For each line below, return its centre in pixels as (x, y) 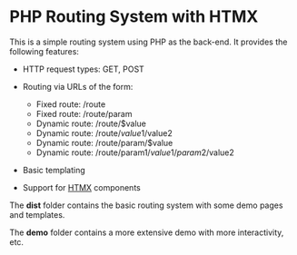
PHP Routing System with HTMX (134, 17)
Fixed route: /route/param (84, 113)
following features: (45, 51)
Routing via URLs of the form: (78, 86)
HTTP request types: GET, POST (84, 69)
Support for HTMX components (81, 187)
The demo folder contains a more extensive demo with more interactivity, (147, 232)
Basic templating (54, 170)
